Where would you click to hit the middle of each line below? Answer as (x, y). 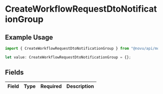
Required (51, 86)
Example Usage (29, 37)
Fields (15, 72)
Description (80, 86)
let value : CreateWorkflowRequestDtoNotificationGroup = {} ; (68, 57)
